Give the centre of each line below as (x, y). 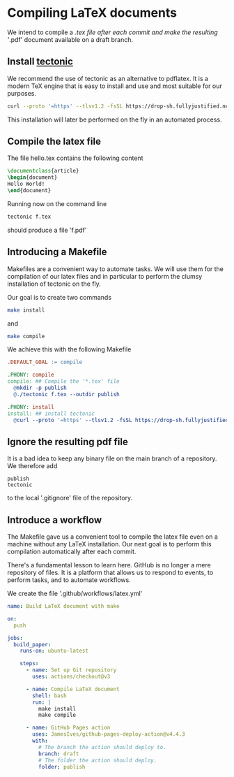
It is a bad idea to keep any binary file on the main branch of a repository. (112, 458)
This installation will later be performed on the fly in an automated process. (115, 119)
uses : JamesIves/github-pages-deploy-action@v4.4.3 (109, 734)
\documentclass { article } (43, 171)
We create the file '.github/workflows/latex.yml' (75, 593)
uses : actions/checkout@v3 (71, 676)
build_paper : (32, 644)
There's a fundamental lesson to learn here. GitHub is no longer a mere (109, 565)
